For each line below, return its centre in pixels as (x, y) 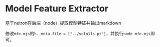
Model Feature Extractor (57, 9)
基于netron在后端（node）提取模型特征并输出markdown (63, 23)
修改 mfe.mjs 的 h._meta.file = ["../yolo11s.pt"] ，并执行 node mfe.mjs (78, 33)
